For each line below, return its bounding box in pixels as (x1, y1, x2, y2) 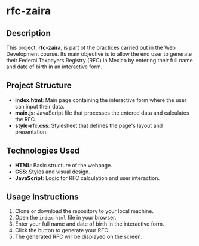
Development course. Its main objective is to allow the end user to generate (6, 50, 192, 58)
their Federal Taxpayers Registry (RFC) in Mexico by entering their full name (6, 57, 193, 64)
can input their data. (14, 103, 65, 110)
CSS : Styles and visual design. (14, 168, 91, 175)
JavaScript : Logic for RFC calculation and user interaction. (14, 174, 160, 181)
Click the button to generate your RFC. (14, 227, 110, 234)
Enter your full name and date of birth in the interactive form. (14, 220, 164, 227)
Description (6, 28, 51, 38)
